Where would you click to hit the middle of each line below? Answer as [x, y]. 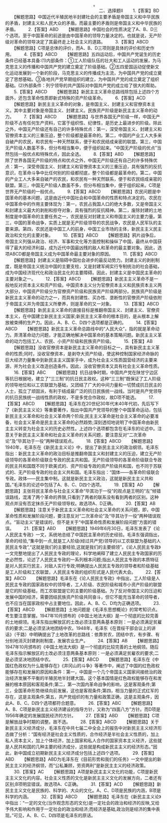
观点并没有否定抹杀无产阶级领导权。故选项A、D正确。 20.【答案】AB [80, 503]
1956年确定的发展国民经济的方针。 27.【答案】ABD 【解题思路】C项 [83, 715]
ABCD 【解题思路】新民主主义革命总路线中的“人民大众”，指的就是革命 [80, 329]
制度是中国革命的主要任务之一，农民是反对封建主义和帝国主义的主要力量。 [81, 216]
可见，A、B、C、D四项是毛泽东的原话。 [55, 815]
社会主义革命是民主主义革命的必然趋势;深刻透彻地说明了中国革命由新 [84, 422]
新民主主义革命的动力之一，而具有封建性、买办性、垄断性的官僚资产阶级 [79, 297]
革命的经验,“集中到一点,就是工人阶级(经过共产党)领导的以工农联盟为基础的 [81, 541]
